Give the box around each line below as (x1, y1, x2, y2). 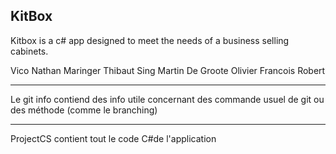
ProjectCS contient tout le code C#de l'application (10, 132, 217, 144)
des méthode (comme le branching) (10, 104, 158, 116)
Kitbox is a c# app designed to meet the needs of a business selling (10, 34, 290, 46)
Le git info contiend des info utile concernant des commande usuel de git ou (10, 93, 325, 105)
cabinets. (10, 45, 49, 57)
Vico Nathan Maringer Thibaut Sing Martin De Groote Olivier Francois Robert (10, 64, 326, 76)
